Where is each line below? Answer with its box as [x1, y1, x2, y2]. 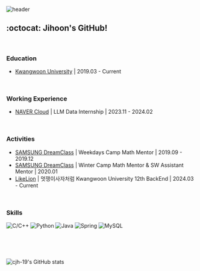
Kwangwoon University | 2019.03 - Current [14, 68, 122, 75]
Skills [6, 208, 23, 217]
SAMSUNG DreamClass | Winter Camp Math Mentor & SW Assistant [14, 161, 184, 169]
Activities [6, 135, 35, 143]
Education [6, 54, 37, 63]
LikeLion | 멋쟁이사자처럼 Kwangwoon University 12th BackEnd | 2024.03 [14, 175, 194, 182]
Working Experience [6, 95, 67, 103]
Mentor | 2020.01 [14, 167, 58, 175]
